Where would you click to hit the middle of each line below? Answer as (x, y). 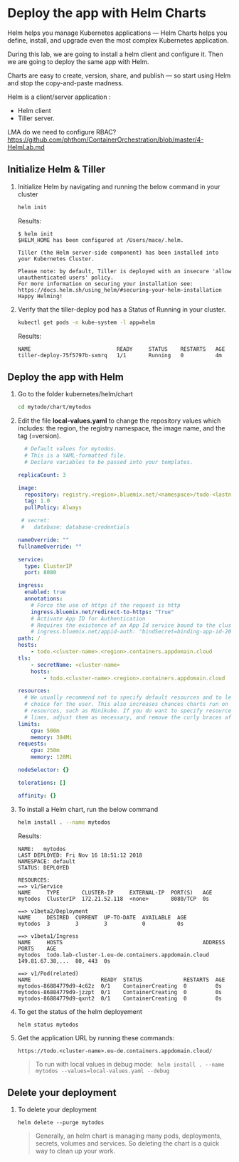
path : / (29, 638)
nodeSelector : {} (43, 770)
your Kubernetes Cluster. (56, 259)
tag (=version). (39, 436)
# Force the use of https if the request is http (106, 605)
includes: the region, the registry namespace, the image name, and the (121, 428)
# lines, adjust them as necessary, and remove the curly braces (123, 717)
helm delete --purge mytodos (61, 1123)
